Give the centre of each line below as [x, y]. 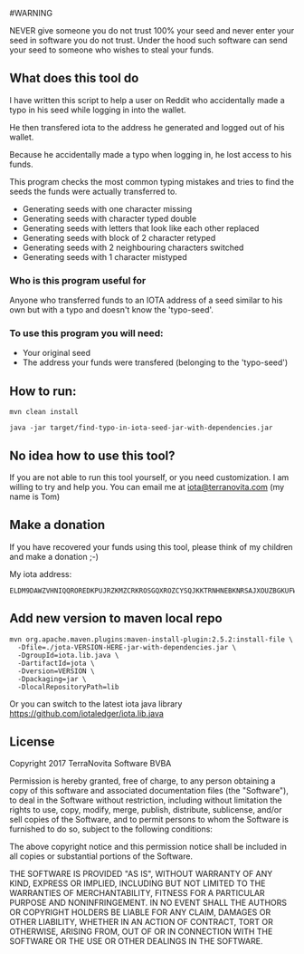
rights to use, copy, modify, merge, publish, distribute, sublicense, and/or [146, 810]
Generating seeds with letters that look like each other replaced [141, 228]
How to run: [43, 391]
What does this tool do [74, 78]
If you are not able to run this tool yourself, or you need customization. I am [149, 477]
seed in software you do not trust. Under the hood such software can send [148, 40]
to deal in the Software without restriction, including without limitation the [146, 800]
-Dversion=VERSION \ [56, 671]
